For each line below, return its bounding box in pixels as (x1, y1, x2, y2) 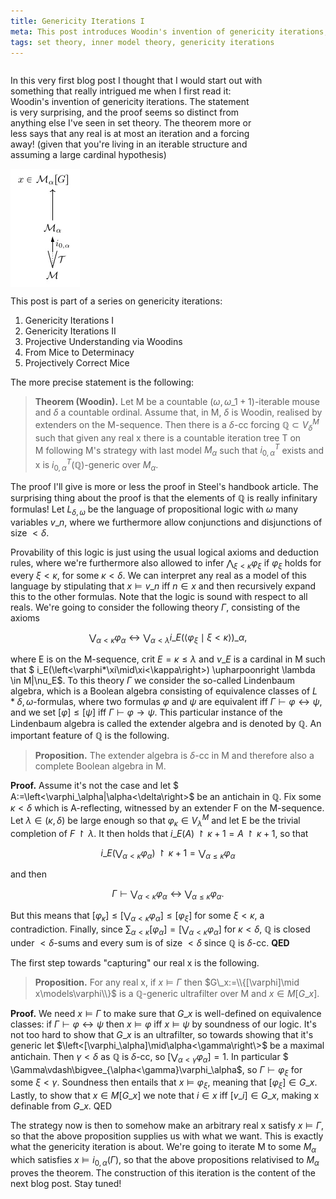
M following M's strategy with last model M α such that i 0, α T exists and (34, 442, 325, 459)
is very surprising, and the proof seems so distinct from (10, 106, 240, 119)
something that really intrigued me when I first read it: (10, 85, 232, 97)
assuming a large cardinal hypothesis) (10, 149, 167, 161)
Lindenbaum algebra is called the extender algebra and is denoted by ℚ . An (10, 718, 322, 730)
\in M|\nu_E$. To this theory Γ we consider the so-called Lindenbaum (10, 675, 296, 687)
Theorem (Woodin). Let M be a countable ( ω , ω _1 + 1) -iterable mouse (34, 396, 321, 408)
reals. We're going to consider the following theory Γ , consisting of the (10, 601, 301, 614)
